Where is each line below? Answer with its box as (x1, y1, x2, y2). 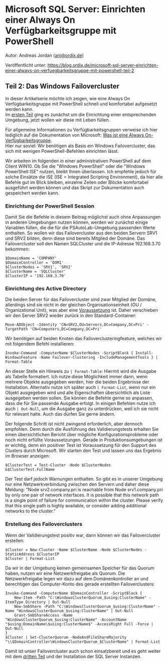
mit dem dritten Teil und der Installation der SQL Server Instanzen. (5, 653, 142, 659)
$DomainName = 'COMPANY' (5, 256, 57, 261)
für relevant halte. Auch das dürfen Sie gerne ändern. (5, 411, 116, 417)
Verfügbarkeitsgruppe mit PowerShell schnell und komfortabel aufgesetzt (5, 101, 157, 107)
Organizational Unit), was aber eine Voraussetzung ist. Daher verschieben (5, 307, 158, 313)
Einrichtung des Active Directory (5, 285, 87, 292)
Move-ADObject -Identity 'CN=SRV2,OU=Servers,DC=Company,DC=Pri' (5, 322, 144, 327)
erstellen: (5, 538, 25, 544)
